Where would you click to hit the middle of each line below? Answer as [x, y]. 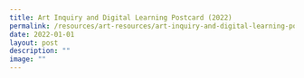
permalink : [30, 26]
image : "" [28, 59]
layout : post [34, 43]
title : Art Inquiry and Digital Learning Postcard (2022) [121, 17]
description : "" [40, 51]
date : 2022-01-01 [42, 34]
